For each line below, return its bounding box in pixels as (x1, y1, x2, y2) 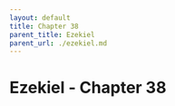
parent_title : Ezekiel (9, 30, 95, 39)
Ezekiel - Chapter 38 (9, 78, 167, 98)
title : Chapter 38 (9, 22, 79, 31)
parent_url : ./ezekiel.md (9, 38, 107, 48)
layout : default (9, 13, 71, 23)
